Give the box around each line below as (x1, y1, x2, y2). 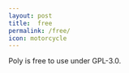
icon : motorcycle (8, 34, 67, 43)
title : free (8, 19, 53, 27)
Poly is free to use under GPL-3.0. (8, 56, 122, 66)
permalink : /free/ (8, 26, 71, 34)
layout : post (8, 11, 53, 20)
